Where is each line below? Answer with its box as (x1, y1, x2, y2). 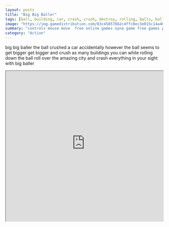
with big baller (5, 61, 34, 66)
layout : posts (5, 7, 35, 13)
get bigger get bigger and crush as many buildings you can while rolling (5, 50, 153, 56)
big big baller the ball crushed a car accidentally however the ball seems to (5, 45, 160, 50)
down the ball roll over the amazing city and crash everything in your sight (5, 55, 158, 61)
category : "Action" (5, 31, 46, 36)
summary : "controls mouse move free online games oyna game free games (5, 26, 160, 31)
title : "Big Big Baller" (5, 12, 57, 17)
